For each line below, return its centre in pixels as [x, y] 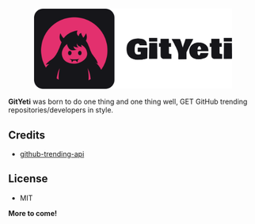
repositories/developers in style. [61, 110]
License [28, 179]
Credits [27, 135]
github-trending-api [52, 154]
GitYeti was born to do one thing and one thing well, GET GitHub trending [128, 102]
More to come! [33, 213]
